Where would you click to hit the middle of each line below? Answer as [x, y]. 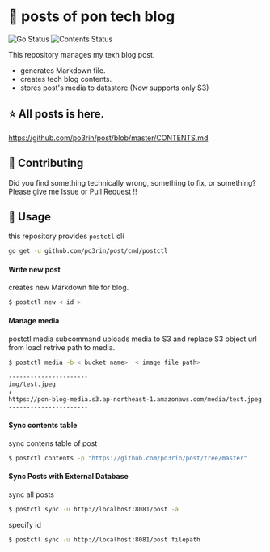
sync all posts [32, 494]
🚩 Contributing [46, 163]
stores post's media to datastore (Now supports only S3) [114, 88]
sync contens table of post [53, 443]
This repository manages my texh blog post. [82, 54]
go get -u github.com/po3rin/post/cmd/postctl [88, 251]
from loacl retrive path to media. [62, 347]
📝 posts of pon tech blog [92, 17]
